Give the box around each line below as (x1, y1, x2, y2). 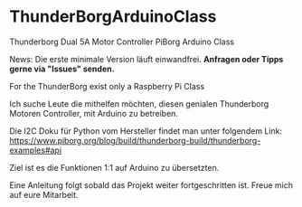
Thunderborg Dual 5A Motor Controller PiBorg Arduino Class (9, 36, 235, 47)
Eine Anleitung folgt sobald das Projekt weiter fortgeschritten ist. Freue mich (9, 179, 294, 191)
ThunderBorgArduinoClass (9, 6, 217, 27)
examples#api (9, 145, 61, 155)
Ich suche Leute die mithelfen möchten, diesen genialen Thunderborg (9, 98, 269, 109)
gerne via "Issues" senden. (9, 63, 115, 74)
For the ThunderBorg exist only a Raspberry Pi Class (9, 80, 205, 91)
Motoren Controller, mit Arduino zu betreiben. (9, 108, 179, 118)
